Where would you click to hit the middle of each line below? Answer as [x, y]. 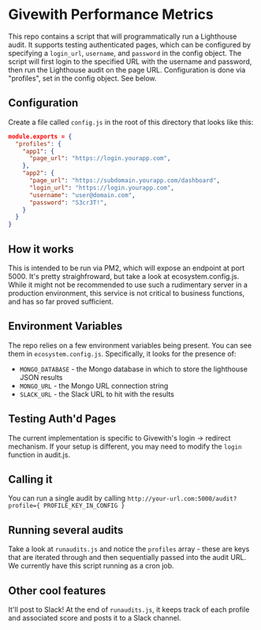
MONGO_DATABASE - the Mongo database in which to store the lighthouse [134, 369]
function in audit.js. [39, 454]
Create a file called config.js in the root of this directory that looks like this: [131, 122]
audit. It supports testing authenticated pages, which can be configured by [129, 44]
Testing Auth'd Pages [62, 419]
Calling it [30, 479]
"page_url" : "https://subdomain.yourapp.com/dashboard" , [125, 181]
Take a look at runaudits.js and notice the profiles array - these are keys [129, 549]
